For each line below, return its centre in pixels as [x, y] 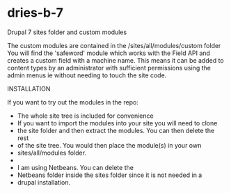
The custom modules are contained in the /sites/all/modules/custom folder [114, 45]
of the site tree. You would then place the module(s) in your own [109, 145]
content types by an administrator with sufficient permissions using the [109, 68]
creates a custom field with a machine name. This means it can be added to [115, 60]
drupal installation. [44, 182]
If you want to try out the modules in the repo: [73, 102]
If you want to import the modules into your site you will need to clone [117, 123]
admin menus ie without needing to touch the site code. [87, 75]
